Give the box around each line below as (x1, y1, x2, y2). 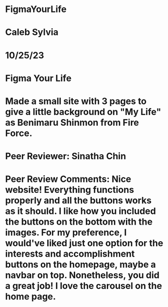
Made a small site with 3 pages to (5, 95, 147, 107)
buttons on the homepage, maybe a (5, 259, 156, 270)
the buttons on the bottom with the (5, 216, 153, 228)
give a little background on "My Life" (5, 106, 161, 118)
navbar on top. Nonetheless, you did (5, 270, 159, 281)
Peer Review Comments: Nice (5, 173, 131, 185)
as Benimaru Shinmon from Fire (5, 117, 139, 128)
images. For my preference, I (5, 227, 127, 238)
